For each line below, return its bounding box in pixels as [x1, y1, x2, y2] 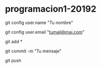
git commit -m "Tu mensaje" [5, 48, 62, 54]
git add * [5, 38, 23, 45]
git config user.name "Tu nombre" [5, 20, 73, 25]
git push [5, 57, 22, 63]
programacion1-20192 [5, 3, 97, 15]
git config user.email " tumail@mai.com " [5, 29, 85, 35]
